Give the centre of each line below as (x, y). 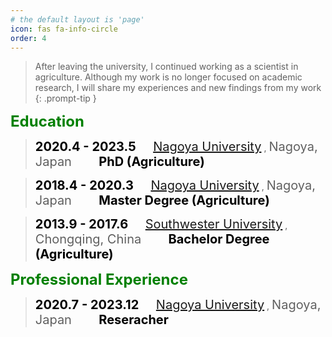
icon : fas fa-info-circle (64, 29)
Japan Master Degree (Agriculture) (152, 200)
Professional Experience (99, 280)
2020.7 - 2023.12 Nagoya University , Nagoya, (178, 305)
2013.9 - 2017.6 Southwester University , (161, 224)
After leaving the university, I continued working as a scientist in (166, 67)
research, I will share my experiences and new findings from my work (178, 88)
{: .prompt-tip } (65, 98)
